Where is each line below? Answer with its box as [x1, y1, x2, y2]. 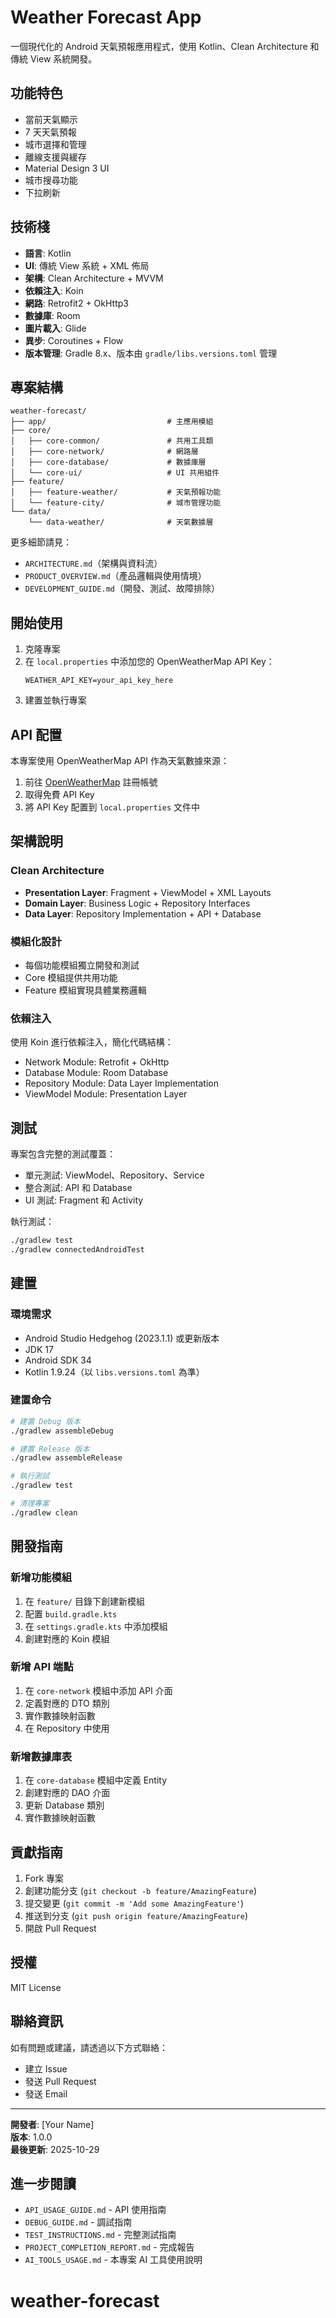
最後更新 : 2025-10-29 [10, 2143, 100, 2155]
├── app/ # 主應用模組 [10, 417, 214, 427]
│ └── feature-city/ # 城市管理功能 [10, 498, 222, 508]
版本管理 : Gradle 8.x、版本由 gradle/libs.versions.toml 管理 [24, 347, 278, 359]
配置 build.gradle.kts [24, 1607, 118, 1620]
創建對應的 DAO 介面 [24, 1787, 111, 1799]
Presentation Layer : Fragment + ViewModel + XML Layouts [24, 886, 272, 898]
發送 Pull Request [24, 2075, 97, 2087]
